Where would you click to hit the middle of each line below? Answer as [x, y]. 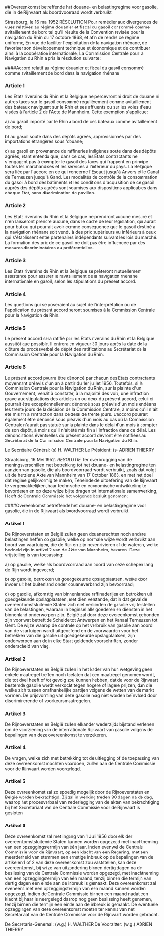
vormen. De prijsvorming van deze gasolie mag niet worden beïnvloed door [81, 696]
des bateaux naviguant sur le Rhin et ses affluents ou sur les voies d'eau [78, 107]
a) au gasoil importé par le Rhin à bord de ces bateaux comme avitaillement [81, 122]
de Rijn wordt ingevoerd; [30, 570]
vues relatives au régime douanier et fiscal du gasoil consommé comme [78, 27]
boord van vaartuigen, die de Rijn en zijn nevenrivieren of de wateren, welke [82, 545]
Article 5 [15, 328]
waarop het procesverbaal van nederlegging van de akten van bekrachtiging [82, 802]
